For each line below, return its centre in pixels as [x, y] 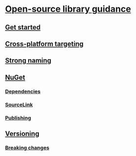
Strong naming [28, 61]
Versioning [22, 134]
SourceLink [19, 104]
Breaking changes [27, 148]
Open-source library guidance [68, 9]
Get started [23, 27]
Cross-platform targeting [44, 44]
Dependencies [23, 91]
